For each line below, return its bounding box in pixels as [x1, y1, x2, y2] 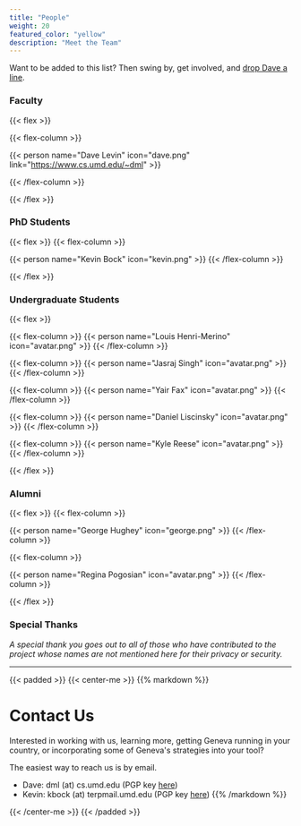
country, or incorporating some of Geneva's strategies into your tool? [9, 745, 264, 755]
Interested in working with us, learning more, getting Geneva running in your [9, 735, 291, 745]
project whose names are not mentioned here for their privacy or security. [9, 648, 283, 659]
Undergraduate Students [9, 293, 120, 305]
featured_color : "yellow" [9, 30, 106, 38]
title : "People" [9, 13, 70, 22]
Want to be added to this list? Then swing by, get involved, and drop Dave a [9, 63, 288, 73]
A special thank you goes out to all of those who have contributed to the [9, 639, 277, 650]
